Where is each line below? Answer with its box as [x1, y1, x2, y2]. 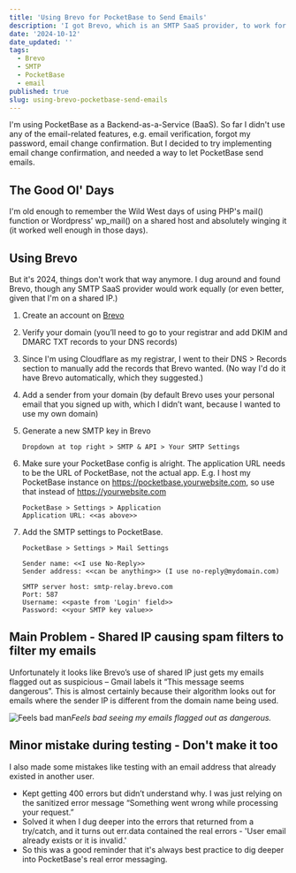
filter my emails [9, 643, 97, 659]
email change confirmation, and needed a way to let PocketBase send [9, 148, 263, 158]
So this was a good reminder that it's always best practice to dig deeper [21, 844, 285, 854]
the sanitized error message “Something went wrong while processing [21, 797, 278, 808]
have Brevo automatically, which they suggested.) [21, 372, 204, 383]
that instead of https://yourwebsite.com [21, 486, 166, 496]
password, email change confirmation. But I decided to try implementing [9, 138, 272, 149]
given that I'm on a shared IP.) [9, 293, 118, 303]
